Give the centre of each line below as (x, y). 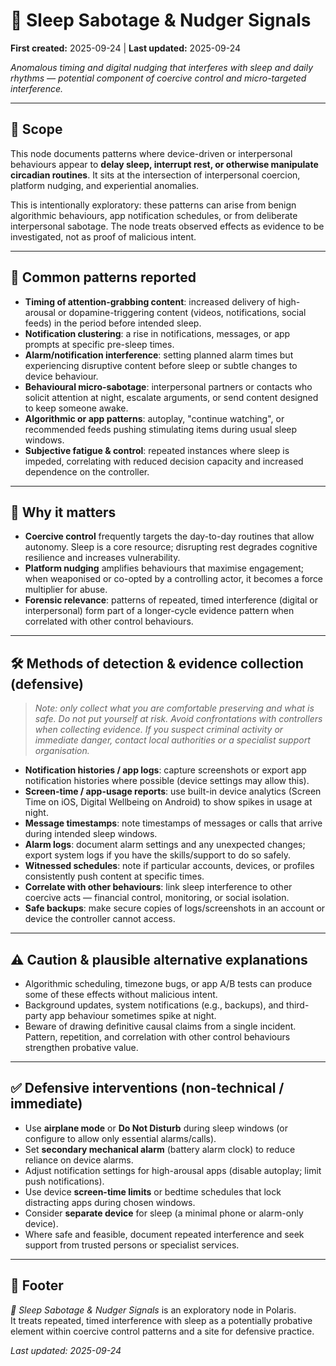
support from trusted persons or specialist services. (132, 1245)
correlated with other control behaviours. (109, 621)
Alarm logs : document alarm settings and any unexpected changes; (165, 845)
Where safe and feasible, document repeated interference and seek (164, 1234)
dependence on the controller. (87, 471)
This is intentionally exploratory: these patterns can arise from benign (153, 205)
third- (298, 1005)
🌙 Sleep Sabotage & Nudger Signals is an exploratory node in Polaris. (153, 1310)
